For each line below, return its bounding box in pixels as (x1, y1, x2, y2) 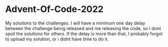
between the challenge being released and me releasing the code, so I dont (5, 25, 161, 31)
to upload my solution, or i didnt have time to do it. (5, 36, 109, 42)
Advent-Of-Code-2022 (5, 3, 104, 15)
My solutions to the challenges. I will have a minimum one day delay (5, 20, 145, 26)
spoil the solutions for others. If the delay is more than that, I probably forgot (5, 30, 163, 36)
